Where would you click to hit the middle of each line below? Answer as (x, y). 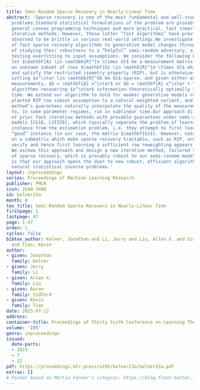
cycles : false (24, 233)
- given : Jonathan (29, 256)
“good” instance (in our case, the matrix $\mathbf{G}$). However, (97, 134)
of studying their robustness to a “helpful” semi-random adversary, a (102, 51)
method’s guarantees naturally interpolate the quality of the (91, 106)
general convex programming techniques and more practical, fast (94, 28)
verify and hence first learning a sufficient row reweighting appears (102, 145)
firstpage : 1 (22, 211)
